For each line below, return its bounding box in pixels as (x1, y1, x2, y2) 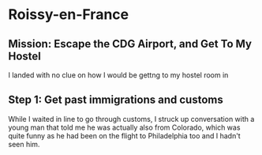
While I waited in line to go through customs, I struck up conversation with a (8, 114, 255, 123)
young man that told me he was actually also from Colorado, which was (8, 123, 241, 132)
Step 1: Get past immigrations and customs (8, 93, 223, 107)
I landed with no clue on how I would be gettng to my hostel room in (8, 70, 229, 80)
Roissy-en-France (8, 6, 129, 24)
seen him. (8, 139, 40, 149)
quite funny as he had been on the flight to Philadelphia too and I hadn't (8, 130, 241, 140)
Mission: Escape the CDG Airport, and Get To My (8, 37, 253, 51)
